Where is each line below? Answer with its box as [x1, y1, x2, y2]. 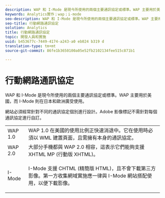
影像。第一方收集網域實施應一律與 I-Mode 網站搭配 [28, 173, 147, 179]
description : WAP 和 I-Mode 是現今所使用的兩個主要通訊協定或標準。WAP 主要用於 [5, 7, 157, 12]
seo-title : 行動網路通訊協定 [5, 21, 59, 26]
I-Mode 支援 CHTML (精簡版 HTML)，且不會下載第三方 [28, 165, 156, 172]
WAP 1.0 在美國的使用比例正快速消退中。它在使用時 [28, 127, 148, 134]
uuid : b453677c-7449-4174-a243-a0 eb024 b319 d [5, 39, 105, 44]
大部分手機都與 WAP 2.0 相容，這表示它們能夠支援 [28, 144, 145, 150]
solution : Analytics [5, 25, 48, 30]
